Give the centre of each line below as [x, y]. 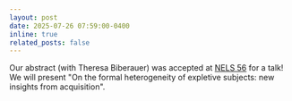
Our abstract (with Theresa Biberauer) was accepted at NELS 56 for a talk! [146, 68]
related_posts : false [50, 42]
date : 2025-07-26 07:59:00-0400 [69, 26]
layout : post [34, 17]
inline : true [34, 34]
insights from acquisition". [57, 87]
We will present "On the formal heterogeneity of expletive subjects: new [142, 78]
